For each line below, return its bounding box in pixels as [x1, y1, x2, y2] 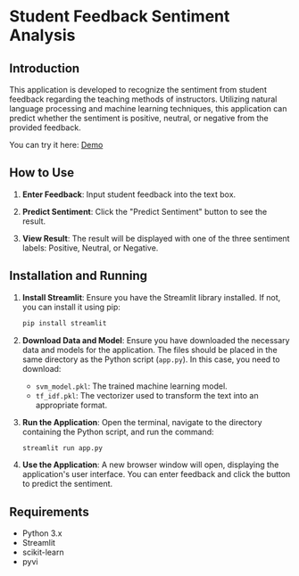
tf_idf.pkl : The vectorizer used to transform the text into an [35, 390, 259, 400]
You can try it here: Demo [9, 140, 104, 150]
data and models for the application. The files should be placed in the [21, 344, 278, 355]
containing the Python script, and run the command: [21, 426, 214, 437]
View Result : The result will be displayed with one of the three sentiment [21, 233, 290, 243]
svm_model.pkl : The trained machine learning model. [35, 381, 228, 391]
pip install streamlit [21, 318, 107, 327]
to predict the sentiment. [21, 479, 113, 490]
